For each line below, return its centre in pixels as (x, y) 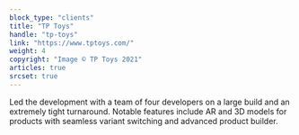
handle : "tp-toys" (44, 34)
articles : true (38, 68)
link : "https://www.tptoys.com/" (72, 43)
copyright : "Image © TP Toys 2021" (76, 59)
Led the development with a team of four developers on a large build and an (149, 102)
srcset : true (34, 76)
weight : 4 (28, 51)
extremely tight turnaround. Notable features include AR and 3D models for (148, 111)
